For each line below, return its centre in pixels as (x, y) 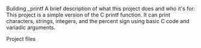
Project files (21, 39)
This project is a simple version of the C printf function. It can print (88, 15)
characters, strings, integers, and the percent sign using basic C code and (98, 21)
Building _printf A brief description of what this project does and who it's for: (101, 9)
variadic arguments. (31, 27)
